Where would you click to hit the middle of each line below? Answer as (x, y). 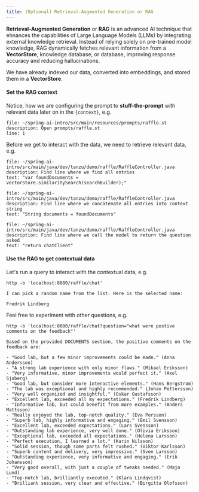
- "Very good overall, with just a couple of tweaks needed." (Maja (93, 467)
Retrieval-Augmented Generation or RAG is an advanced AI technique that (99, 29)
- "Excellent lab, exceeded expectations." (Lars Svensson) (83, 426)
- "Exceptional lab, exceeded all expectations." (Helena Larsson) (92, 436)
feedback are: (24, 347)
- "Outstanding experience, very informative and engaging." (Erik (92, 457)
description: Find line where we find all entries (71, 172)
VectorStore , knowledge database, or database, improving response (91, 54)
